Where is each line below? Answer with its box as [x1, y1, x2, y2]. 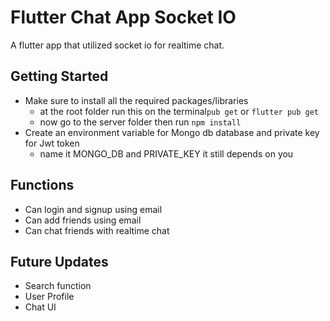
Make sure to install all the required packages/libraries [24, 94, 249, 106]
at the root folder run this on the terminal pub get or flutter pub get [39, 105, 320, 117]
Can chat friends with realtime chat [24, 224, 170, 236]
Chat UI [24, 301, 57, 313]
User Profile [24, 291, 75, 303]
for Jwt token [24, 137, 80, 149]
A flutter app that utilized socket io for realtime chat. [10, 39, 225, 51]
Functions [10, 177, 75, 194]
